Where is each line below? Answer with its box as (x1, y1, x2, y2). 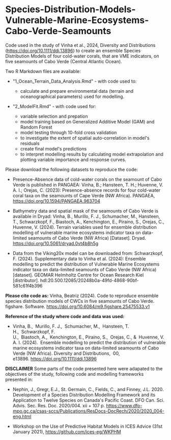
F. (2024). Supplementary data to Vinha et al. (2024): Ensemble (12, 255, 146, 262)
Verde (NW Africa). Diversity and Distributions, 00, (12, 350, 120, 356)
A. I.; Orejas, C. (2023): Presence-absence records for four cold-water (12, 187, 161, 193)
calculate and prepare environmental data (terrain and (20, 88, 134, 94)
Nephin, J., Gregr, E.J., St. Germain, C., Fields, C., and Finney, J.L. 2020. (12, 386, 164, 392)
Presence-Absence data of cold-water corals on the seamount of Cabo (12, 176, 162, 182)
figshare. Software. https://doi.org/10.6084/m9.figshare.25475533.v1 (5, 303, 150, 309)
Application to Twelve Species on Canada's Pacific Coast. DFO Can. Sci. (12, 397, 164, 403)
